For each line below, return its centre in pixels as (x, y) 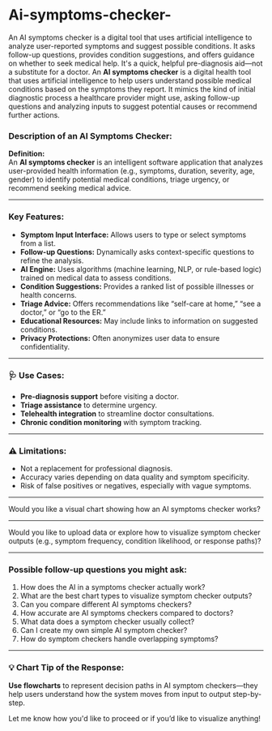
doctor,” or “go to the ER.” (63, 312)
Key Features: (36, 217)
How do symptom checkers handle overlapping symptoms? (119, 639)
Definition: (27, 154)
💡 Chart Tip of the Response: (66, 668)
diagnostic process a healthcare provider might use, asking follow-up (124, 97)
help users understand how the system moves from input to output (120, 694)
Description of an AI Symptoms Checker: (90, 135)
